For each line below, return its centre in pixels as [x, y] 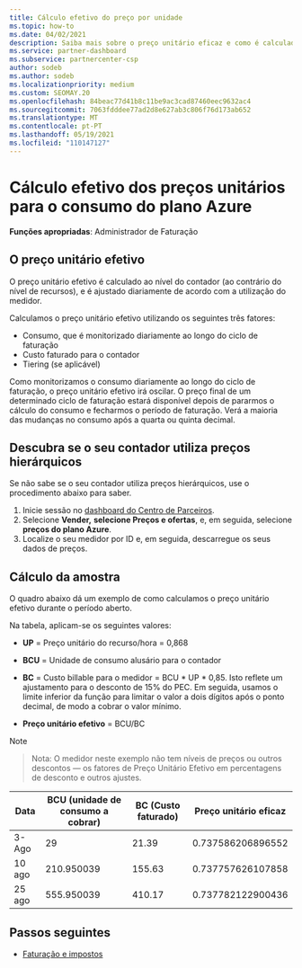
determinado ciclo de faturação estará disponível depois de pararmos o [142, 400]
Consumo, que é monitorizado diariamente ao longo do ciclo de [140, 335]
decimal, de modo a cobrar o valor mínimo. [102, 706]
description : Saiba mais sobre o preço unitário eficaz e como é [134, 43]
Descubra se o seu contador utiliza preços [130, 447]
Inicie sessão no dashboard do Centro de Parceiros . [118, 511]
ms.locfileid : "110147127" [60, 143]
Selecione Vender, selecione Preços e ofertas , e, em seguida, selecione [157, 520]
